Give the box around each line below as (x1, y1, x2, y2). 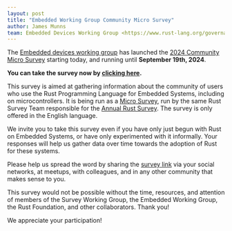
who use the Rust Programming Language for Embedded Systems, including (7, 90, 224, 98)
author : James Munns (7, 23, 67, 30)
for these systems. (7, 147, 60, 155)
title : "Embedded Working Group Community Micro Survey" (7, 17, 175, 23)
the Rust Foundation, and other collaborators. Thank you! (7, 203, 170, 211)
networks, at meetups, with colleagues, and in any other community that (7, 168, 213, 176)
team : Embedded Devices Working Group (7, 29, 119, 37)
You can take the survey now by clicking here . (7, 69, 142, 77)
